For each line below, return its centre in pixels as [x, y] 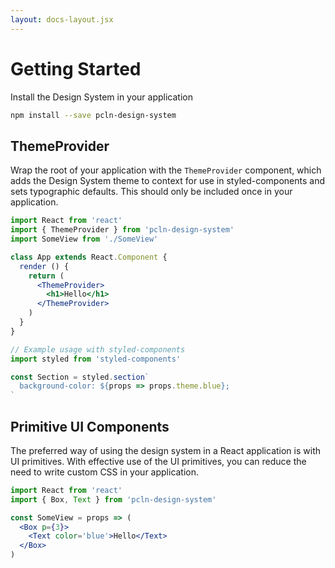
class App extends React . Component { [89, 257]
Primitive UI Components [90, 426]
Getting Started [76, 68]
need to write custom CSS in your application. [105, 472]
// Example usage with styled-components [98, 349]
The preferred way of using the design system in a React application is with [165, 450]
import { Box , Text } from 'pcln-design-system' [113, 499]
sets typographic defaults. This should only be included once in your [151, 192]
